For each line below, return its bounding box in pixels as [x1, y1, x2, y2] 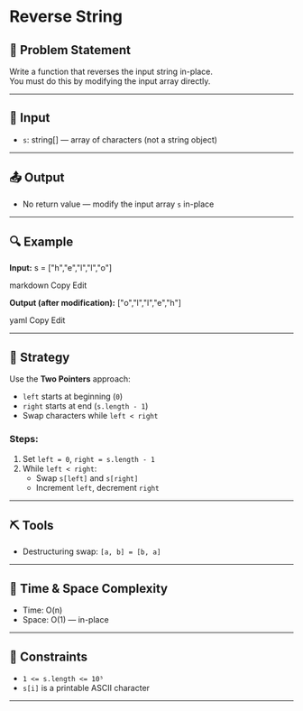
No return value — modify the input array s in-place [22, 199, 215, 209]
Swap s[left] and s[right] [35, 472, 139, 484]
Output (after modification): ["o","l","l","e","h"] [9, 298, 182, 309]
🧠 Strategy [9, 349, 70, 365]
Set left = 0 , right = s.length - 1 [22, 453, 155, 464]
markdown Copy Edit [9, 280, 87, 291]
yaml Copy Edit [9, 315, 66, 326]
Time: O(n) [22, 605, 63, 615]
